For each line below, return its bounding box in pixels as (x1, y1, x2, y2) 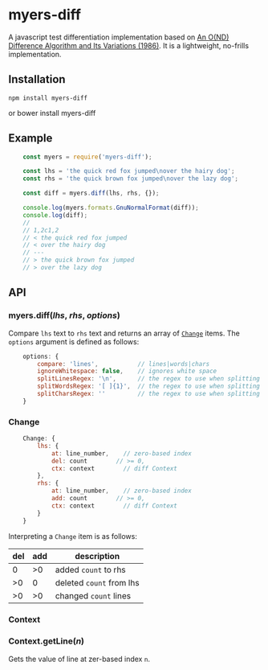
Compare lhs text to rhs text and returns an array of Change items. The (8, 328, 241, 338)
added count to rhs (55, 564, 126, 575)
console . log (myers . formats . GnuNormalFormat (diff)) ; (22, 203, 199, 212)
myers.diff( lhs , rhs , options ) (8, 310, 120, 321)
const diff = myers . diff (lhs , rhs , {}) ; (22, 189, 160, 198)
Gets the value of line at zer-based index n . (8, 654, 151, 664)
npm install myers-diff (8, 94, 88, 102)
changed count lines (55, 590, 131, 601)
